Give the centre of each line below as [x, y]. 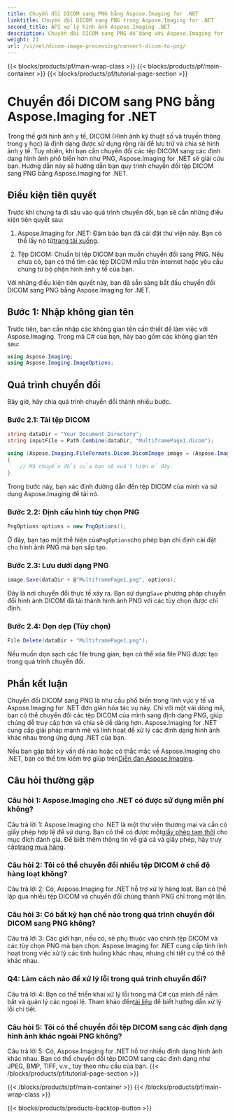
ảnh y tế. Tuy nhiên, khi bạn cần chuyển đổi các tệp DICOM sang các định [114, 150]
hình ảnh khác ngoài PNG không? [65, 1036]
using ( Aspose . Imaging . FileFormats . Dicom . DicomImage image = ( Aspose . [112, 453]
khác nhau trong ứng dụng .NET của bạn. [67, 738]
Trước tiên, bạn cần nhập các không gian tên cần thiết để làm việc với [108, 329]
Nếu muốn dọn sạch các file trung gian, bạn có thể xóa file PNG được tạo [113, 654]
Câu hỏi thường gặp [51, 781]
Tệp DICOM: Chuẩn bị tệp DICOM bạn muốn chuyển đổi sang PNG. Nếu [120, 254]
